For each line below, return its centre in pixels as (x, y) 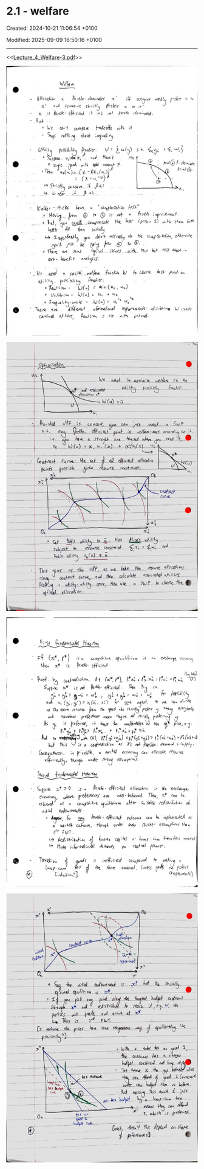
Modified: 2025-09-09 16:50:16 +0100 (54, 40)
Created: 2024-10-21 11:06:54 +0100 (52, 28)
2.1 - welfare (38, 11)
